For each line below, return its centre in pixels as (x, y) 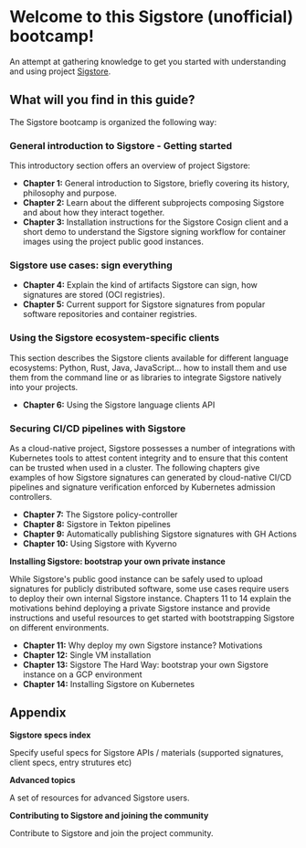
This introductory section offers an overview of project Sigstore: (130, 165)
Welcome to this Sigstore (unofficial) (152, 17)
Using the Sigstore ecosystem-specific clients (115, 338)
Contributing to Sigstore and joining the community (109, 815)
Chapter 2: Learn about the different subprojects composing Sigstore (153, 203)
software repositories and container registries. (110, 314)
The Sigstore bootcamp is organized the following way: (113, 122)
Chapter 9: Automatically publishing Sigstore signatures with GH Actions (159, 534)
